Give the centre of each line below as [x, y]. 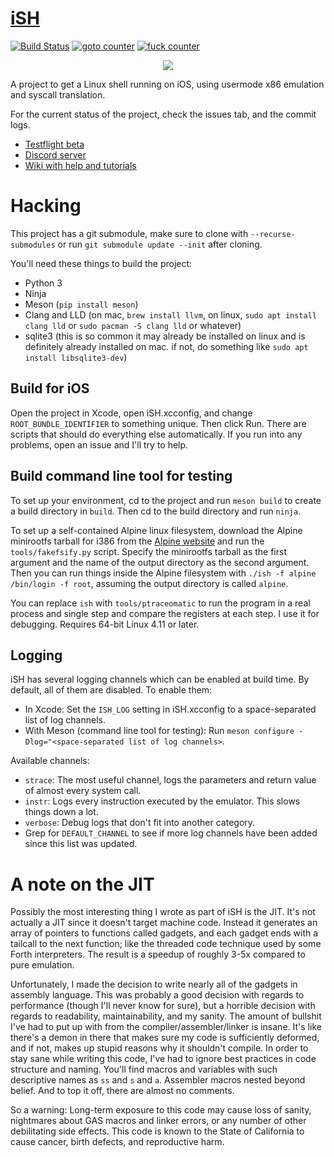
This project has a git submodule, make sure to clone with [129, 233]
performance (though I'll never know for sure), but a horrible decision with [163, 1006]
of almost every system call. [83, 791]
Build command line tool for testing [121, 476]
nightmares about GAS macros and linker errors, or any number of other [158, 1121]
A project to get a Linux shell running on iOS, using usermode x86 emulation [167, 84]
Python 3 [43, 283]
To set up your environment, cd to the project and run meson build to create [166, 500]
